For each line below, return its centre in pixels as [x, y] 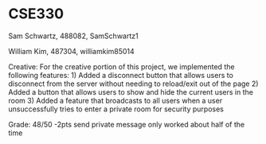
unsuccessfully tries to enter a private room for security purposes [116, 109]
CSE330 [36, 14]
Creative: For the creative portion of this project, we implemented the [121, 66]
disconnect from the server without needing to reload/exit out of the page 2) [133, 84]
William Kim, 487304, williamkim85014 [72, 51]
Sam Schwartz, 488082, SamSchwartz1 [73, 36]
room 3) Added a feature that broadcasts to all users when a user [115, 100]
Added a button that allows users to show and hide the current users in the [131, 91]
